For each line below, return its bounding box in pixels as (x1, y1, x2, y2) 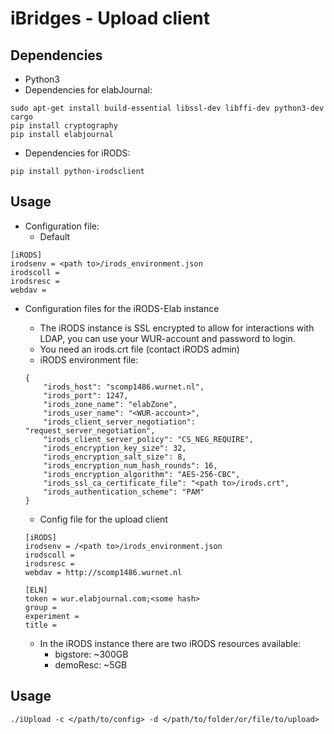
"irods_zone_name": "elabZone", (43, 399, 178, 409)
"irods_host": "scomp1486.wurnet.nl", (43, 382, 205, 392)
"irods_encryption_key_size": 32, (43, 443, 187, 453)
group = (24, 602, 57, 612)
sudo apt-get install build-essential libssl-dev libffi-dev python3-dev (10, 103, 325, 113)
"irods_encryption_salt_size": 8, (43, 452, 187, 462)
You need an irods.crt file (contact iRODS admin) (39, 343, 240, 355)
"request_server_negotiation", (24, 425, 156, 436)
